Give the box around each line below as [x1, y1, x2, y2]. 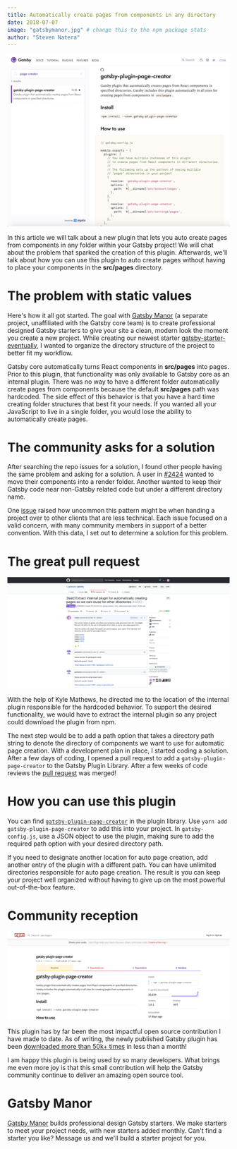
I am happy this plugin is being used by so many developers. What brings [7, 1055, 220, 1064]
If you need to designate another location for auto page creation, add [7, 853, 208, 861]
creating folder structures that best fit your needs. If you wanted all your [7, 399, 217, 408]
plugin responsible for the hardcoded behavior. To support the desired [7, 703, 212, 711]
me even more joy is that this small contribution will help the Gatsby [7, 1063, 203, 1071]
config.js [7, 833, 37, 840]
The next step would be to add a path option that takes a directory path [7, 731, 214, 740]
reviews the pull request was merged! [7, 769, 117, 777]
